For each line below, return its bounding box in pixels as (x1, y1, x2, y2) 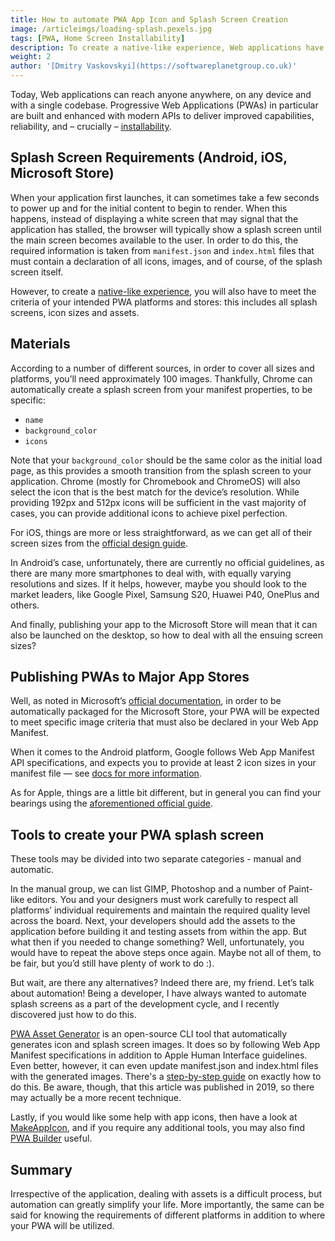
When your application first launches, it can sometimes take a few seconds (10, 191, 320, 203)
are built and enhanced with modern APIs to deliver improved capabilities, (10, 110, 315, 121)
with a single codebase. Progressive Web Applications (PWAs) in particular (10, 99, 319, 111)
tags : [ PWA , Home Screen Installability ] (10, 33, 186, 43)
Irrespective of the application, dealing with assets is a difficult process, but (10, 1188, 323, 1200)
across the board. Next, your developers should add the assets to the (10, 915, 296, 927)
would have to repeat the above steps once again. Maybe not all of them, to (10, 947, 322, 959)
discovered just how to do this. (10, 1009, 137, 1021)
